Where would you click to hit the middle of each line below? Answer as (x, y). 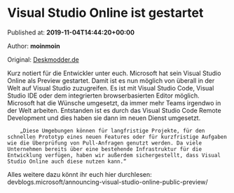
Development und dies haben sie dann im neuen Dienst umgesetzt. (104, 118)
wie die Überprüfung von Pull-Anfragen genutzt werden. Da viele (104, 143)
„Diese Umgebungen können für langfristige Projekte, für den (112, 131)
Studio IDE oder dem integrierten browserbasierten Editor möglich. (103, 95)
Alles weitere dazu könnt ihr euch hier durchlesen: (80, 174)
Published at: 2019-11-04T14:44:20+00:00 (71, 32)
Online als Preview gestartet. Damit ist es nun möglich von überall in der (111, 80)
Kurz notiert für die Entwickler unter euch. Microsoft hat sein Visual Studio (114, 73)
